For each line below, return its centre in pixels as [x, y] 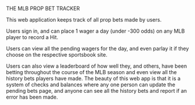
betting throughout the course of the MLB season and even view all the [91, 72]
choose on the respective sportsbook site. [57, 55]
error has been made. [32, 97]
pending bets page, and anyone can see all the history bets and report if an [97, 91]
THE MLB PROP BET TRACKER [43, 8]
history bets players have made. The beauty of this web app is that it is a [93, 78]
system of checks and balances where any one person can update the [91, 85]
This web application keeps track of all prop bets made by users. [84, 20]
